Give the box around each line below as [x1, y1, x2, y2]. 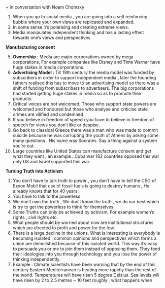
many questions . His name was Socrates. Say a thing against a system [12, 138, 157, 144]
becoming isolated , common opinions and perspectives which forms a [12, 235, 157, 241]
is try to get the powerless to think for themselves [12, 204, 114, 210]
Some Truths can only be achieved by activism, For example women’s [12, 209, 154, 215]
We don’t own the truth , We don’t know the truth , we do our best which [12, 199, 159, 204]
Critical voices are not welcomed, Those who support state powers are [12, 101, 157, 107]
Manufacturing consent [5, 44, 56, 50]
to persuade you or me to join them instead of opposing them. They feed [12, 246, 161, 252]
